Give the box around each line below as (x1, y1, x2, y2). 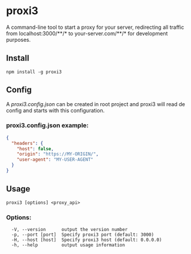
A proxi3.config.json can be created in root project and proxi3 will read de (6, 100, 186, 107)
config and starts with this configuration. (6, 107, 105, 114)
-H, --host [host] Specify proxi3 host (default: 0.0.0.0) (11, 237, 162, 243)
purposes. (6, 36, 31, 43)
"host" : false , (17, 146, 54, 151)
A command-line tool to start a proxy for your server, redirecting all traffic (6, 24, 185, 31)
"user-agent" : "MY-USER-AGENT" (17, 157, 94, 163)
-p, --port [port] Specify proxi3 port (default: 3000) (11, 232, 154, 238)
